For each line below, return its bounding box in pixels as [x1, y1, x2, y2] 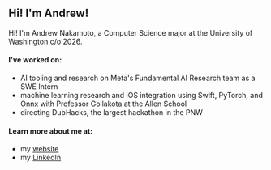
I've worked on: [8, 55, 62, 65]
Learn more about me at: [8, 125, 93, 136]
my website [19, 144, 59, 154]
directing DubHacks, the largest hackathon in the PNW [19, 108, 203, 117]
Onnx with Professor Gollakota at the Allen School [19, 99, 187, 108]
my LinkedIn [19, 153, 62, 163]
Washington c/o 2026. [8, 36, 83, 46]
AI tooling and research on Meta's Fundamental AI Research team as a [19, 73, 256, 83]
